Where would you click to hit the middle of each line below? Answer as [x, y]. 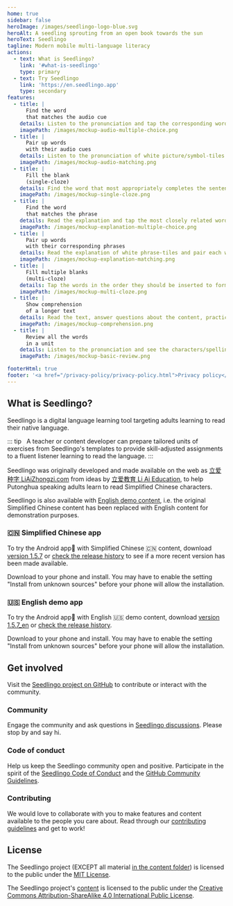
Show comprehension [53, 305]
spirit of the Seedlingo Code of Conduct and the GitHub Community [104, 773]
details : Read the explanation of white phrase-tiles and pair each [121, 253]
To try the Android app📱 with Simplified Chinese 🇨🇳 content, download [110, 548]
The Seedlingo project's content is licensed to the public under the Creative [115, 888]
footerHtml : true [32, 369]
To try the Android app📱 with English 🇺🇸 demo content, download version [113, 617]
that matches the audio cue [66, 117]
